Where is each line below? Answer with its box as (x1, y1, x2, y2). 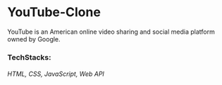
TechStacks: (7, 52, 51, 62)
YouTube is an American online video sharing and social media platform (7, 27, 215, 36)
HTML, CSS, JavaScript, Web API (7, 70, 104, 78)
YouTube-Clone (7, 4, 101, 20)
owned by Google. (7, 34, 61, 43)
